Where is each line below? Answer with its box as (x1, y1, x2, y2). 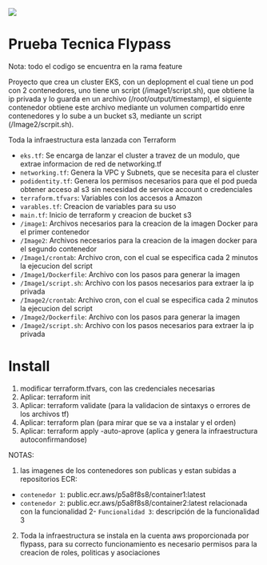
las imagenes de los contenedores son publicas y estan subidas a (19, 465, 237, 475)
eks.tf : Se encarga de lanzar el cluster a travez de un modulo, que (19, 150, 240, 160)
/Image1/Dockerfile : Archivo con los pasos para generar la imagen (19, 269, 241, 279)
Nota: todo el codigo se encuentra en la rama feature (8, 61, 182, 71)
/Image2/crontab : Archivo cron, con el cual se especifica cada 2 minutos (19, 295, 258, 304)
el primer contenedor (19, 226, 90, 236)
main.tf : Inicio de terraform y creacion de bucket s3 (19, 210, 192, 219)
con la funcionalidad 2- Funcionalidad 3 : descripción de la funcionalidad (19, 507, 260, 516)
